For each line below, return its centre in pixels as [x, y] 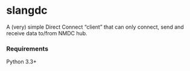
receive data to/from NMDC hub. [47, 33]
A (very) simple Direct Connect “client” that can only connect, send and [95, 27]
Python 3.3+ [22, 62]
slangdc [27, 10]
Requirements [27, 48]
